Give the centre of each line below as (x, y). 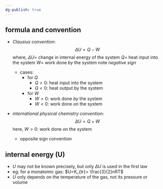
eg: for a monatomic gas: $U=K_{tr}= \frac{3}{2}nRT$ (68, 172)
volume (20, 183)
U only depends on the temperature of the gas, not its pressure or (80, 177)
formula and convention (43, 30)
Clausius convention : (34, 42)
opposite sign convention (46, 139)
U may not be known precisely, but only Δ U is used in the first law (80, 167)
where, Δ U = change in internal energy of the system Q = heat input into (85, 57)
